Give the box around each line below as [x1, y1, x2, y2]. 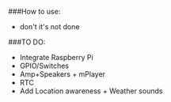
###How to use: [8, 7, 61, 16]
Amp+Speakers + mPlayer [19, 70, 105, 78]
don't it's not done [19, 22, 80, 31]
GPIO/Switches [19, 61, 70, 70]
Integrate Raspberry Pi [19, 53, 93, 62]
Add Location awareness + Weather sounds [19, 86, 163, 96]
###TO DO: [8, 37, 46, 47]
